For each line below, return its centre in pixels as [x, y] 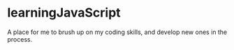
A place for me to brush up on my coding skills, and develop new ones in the [117, 32]
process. [20, 39]
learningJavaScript [64, 13]
